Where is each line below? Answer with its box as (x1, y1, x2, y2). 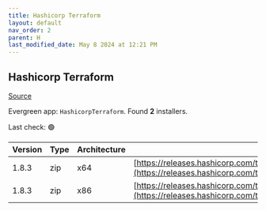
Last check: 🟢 (8, 122, 55, 131)
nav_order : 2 (8, 26, 51, 34)
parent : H (8, 33, 41, 42)
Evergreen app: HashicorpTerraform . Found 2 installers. (8, 106, 188, 115)
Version (12, 144, 43, 155)
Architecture (77, 144, 126, 155)
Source (8, 91, 32, 100)
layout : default (8, 19, 62, 27)
